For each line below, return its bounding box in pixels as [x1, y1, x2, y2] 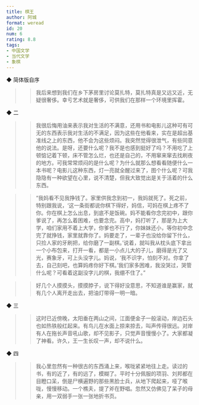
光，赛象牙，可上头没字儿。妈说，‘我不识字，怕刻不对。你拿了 [35, 254, 189, 261]
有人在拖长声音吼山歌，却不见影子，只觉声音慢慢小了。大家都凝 [35, 330, 193, 337]
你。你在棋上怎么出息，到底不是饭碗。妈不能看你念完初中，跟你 [35, 209, 193, 216]
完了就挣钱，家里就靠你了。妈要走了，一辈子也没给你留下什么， [35, 232, 193, 239]
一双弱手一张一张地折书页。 [51, 392, 120, 400]
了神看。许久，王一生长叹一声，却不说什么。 [35, 337, 146, 344]
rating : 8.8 [6, 36, 36, 42]
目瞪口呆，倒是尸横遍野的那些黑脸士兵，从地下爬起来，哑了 [35, 377, 183, 385]
